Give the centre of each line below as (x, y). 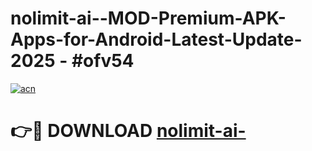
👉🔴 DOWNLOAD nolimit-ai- (128, 131)
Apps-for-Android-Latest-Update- (156, 39)
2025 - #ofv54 (72, 61)
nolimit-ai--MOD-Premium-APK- (148, 18)
